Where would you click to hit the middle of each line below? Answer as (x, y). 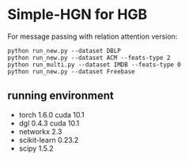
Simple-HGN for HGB (77, 15)
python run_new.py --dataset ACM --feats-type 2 (89, 58)
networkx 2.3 (40, 131)
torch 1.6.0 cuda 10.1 (51, 114)
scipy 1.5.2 (36, 148)
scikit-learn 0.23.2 (49, 140)
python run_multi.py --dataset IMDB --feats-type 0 (94, 65)
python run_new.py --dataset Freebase (71, 71)
